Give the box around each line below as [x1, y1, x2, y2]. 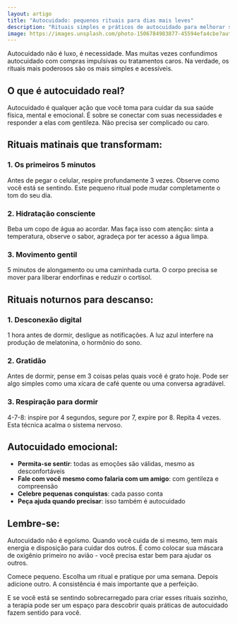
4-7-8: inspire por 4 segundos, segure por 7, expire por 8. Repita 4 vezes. [7, 413, 221, 422]
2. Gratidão [7, 355, 47, 365]
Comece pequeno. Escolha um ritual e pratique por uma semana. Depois [7, 573, 219, 581]
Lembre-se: [7, 518, 60, 530]
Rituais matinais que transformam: [7, 139, 163, 151]
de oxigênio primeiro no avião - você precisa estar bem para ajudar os [7, 551, 212, 560]
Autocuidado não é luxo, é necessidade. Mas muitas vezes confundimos [7, 49, 218, 58]
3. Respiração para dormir [7, 397, 99, 407]
